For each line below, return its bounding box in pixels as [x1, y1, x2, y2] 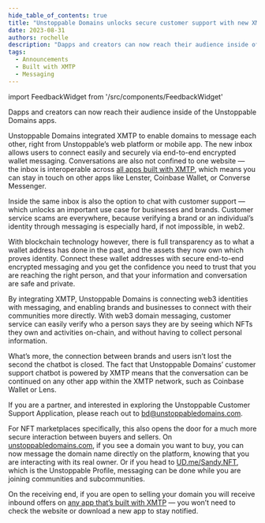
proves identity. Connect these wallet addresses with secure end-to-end [8, 253, 244, 263]
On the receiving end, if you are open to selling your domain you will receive [8, 489, 256, 499]
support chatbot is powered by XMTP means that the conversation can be [8, 368, 248, 377]
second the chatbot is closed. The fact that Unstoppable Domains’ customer [8, 360, 256, 369]
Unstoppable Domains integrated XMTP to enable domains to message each [8, 131, 257, 140]
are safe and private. [8, 278, 76, 288]
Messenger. [8, 181, 47, 190]
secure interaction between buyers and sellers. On [8, 431, 173, 442]
